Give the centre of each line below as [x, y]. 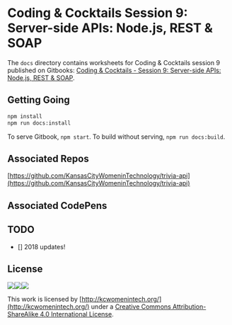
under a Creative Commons [131, 307]
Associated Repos [48, 158]
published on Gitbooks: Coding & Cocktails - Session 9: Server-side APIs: [114, 70]
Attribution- [189, 307]
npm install [25, 116]
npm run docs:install [39, 123]
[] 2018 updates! [41, 246]
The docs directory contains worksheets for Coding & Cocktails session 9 [114, 62]
